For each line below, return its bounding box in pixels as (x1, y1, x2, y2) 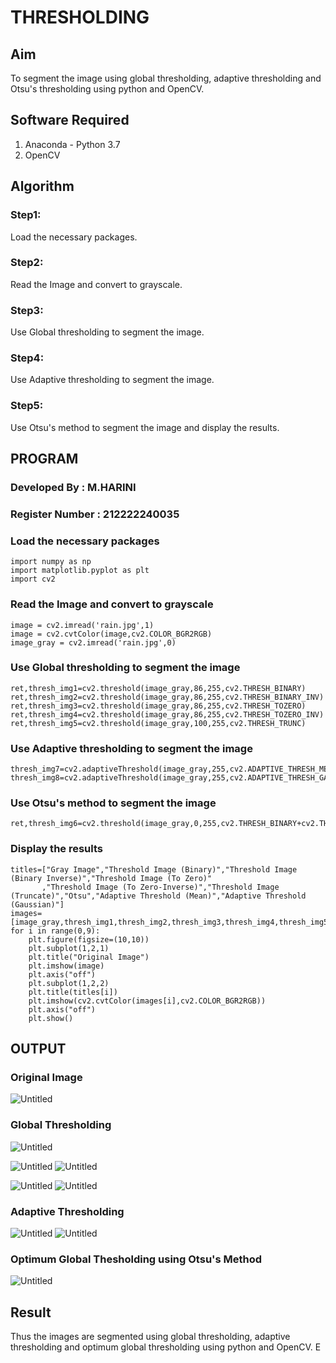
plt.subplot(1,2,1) (28, 943, 110, 953)
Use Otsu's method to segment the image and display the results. (10, 421, 280, 433)
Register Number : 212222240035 (10, 507, 180, 521)
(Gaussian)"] (10, 899, 65, 910)
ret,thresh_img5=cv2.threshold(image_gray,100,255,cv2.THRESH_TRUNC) (10, 718, 307, 728)
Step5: (10, 399, 44, 413)
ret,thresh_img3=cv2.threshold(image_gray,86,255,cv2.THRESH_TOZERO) (10, 701, 307, 711)
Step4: (10, 351, 45, 365)
